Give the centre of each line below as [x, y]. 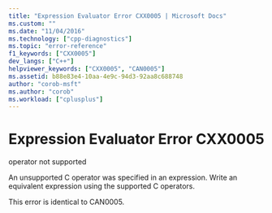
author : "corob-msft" [45, 84]
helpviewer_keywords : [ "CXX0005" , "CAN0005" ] [86, 69]
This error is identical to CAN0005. [67, 202]
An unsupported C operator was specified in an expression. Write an [123, 178]
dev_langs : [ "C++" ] [41, 62]
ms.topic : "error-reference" [58, 46]
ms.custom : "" [32, 24]
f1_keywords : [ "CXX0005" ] [52, 54]
